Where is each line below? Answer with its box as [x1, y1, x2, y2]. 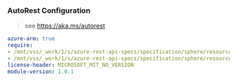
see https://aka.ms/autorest [24, 22, 106, 30]
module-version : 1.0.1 [7, 68, 74, 75]
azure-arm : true [7, 35, 55, 42]
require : [7, 42, 33, 49]
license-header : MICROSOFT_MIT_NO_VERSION [7, 61, 134, 68]
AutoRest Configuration [7, 6, 91, 15]
